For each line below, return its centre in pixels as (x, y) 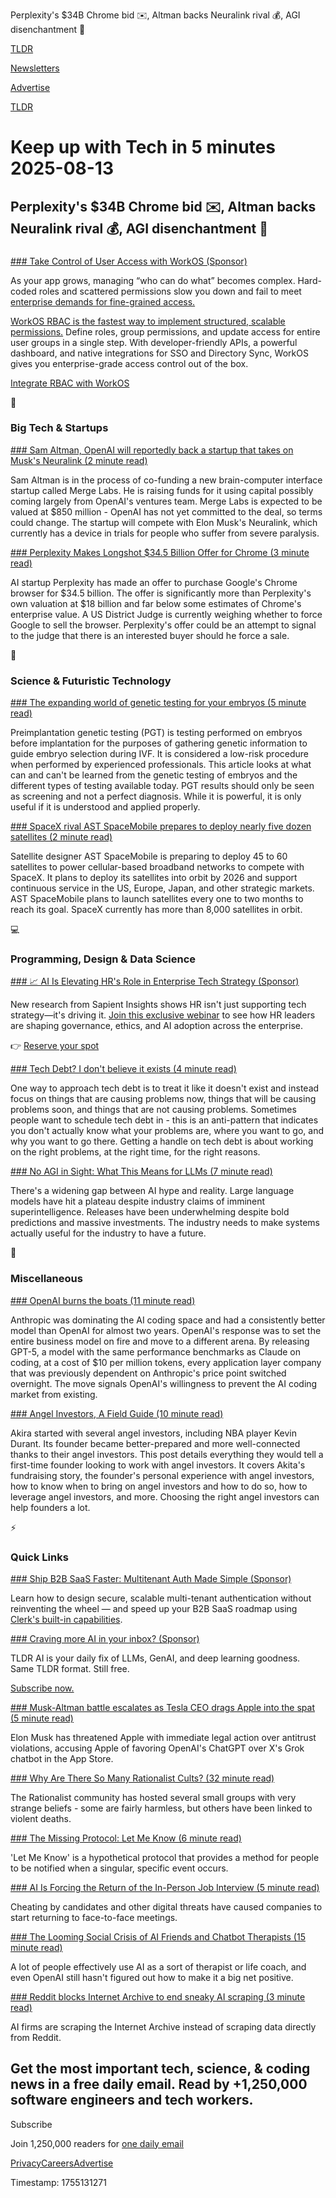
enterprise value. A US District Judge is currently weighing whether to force (166, 614)
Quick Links (39, 1557)
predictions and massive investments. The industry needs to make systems (165, 1223)
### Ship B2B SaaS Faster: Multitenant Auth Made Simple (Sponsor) (151, 1578)
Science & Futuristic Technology (91, 681)
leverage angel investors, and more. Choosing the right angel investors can (165, 1496)
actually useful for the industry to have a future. (108, 1233)
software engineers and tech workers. (132, 2100)
